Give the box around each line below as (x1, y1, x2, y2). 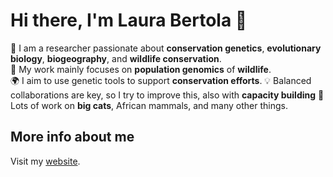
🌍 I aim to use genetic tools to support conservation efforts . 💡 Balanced (10, 74, 312, 86)
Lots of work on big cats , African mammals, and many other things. (10, 99, 288, 111)
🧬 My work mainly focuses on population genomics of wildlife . (10, 63, 272, 75)
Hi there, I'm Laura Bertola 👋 (10, 9, 248, 32)
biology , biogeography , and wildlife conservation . (10, 52, 222, 64)
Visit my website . (10, 155, 81, 167)
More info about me (10, 129, 135, 146)
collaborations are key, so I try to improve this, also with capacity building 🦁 (10, 89, 325, 101)
